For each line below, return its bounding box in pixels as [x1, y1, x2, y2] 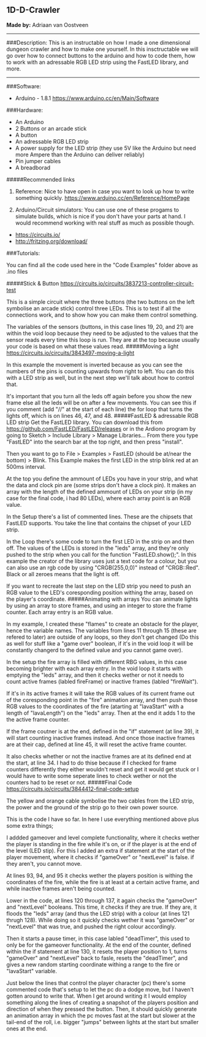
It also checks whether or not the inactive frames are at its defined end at [6, 752, 192, 760]
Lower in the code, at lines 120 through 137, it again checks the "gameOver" [6, 896, 197, 904]
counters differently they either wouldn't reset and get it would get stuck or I [6, 765, 199, 773]
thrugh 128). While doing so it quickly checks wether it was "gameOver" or [6, 916, 195, 923]
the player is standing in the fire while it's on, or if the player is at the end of [6, 840, 197, 847]
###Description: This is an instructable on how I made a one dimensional [6, 39, 191, 46]
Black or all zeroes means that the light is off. [6, 570, 120, 577]
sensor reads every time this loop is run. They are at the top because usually [6, 336, 200, 343]
